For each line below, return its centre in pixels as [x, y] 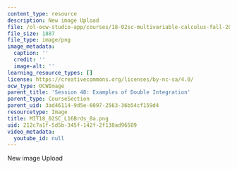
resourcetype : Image [38, 112]
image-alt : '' [34, 66]
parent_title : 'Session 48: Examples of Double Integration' [99, 92]
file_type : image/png [39, 40]
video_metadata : [31, 132]
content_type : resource [42, 14]
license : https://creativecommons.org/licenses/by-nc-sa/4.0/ [101, 79]
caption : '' [31, 54]
